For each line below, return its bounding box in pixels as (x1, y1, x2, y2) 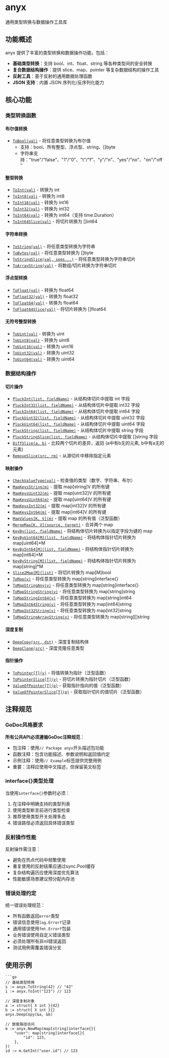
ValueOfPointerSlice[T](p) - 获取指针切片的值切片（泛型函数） (12, 688, 145, 695)
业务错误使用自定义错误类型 (12, 932, 71, 938)
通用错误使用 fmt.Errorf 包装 (12, 926, 71, 932)
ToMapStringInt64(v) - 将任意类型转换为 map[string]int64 (12, 595, 132, 601)
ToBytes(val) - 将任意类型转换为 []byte (12, 250, 94, 256)
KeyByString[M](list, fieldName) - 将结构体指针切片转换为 (12, 558, 136, 564)
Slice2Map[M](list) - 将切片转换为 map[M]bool (12, 569, 111, 576)
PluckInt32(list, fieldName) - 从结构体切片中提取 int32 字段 (12, 402, 140, 408)
